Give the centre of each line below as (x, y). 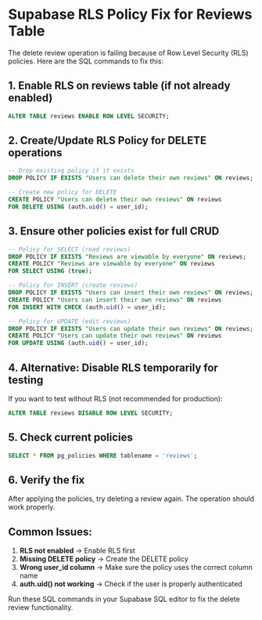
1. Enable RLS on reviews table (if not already (119, 86)
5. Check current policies (70, 438)
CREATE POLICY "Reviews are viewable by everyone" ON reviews (111, 264)
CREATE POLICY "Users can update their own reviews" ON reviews (115, 336)
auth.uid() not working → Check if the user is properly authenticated (131, 584)
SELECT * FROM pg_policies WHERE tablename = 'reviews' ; (103, 455)
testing (26, 380)
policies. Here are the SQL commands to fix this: (86, 61)
